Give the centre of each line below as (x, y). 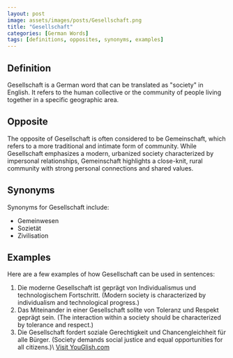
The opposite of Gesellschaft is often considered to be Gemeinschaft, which (116, 138)
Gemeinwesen (38, 220)
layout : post (26, 14)
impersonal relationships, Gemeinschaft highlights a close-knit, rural (105, 161)
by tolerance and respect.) (55, 325)
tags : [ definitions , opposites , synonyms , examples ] (85, 40)
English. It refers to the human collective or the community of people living (114, 92)
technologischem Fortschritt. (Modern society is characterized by (112, 295)
